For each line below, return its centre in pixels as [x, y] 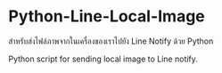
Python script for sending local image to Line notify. [103, 59]
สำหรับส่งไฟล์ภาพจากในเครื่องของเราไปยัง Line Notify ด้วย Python [111, 41]
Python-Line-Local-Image [107, 16]
